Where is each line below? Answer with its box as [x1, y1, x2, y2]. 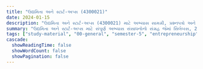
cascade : [6, 37, 28, 43]
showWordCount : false [11, 48, 66, 54]
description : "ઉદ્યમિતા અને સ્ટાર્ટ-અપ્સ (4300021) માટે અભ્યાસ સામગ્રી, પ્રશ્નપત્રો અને [6, 20, 196, 26]
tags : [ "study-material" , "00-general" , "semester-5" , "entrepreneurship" [6, 31, 199, 37]
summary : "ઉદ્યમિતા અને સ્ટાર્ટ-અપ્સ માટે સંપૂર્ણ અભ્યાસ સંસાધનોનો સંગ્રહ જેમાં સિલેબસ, [6, 25, 192, 32]
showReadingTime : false [11, 43, 71, 49]
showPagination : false [11, 53, 69, 59]
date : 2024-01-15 [6, 14, 50, 20]
